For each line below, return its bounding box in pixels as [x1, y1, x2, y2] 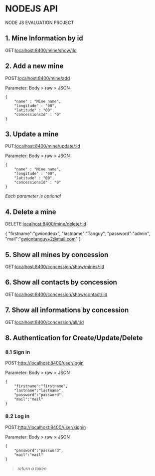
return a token [17, 465, 47, 471]
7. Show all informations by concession [5, 306, 129, 314]
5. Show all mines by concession [5, 250, 109, 259]
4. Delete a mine [5, 207, 56, 216]
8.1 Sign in [5, 348, 30, 355]
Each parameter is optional [5, 193, 61, 199]
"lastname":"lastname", [14, 388, 64, 393]
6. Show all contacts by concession [5, 278, 117, 286]
